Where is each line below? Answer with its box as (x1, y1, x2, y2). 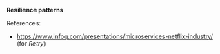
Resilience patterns (6, 6, 63, 14)
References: (6, 19, 41, 27)
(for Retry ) (16, 40, 46, 47)
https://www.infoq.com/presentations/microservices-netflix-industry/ (16, 32, 213, 40)
